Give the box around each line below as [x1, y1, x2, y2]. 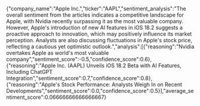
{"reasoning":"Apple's [6, 81, 60, 88]
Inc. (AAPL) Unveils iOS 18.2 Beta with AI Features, [57, 62, 181, 69]
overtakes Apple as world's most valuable [6, 49, 109, 56]
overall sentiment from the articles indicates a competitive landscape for [6, 11, 184, 18]
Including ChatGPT [6, 68, 53, 75]
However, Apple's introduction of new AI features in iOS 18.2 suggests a [6, 24, 183, 31]
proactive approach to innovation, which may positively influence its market [6, 30, 192, 38]
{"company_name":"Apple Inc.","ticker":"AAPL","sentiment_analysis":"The [6, 5, 186, 12]
